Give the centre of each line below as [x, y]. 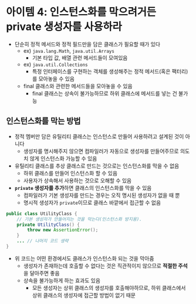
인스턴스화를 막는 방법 [43, 121]
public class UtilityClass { [42, 213]
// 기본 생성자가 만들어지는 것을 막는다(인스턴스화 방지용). [79, 219]
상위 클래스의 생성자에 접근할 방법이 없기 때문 [84, 295]
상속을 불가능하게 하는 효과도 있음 [62, 280]
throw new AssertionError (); [63, 230]
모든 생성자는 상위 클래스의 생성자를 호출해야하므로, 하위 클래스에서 [109, 288]
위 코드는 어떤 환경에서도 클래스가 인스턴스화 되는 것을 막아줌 [84, 258]
